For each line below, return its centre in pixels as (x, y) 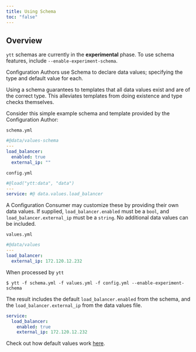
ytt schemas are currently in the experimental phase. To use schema (90, 55)
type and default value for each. (45, 78)
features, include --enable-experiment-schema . (62, 61)
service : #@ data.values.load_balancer (55, 194)
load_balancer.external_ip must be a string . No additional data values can (97, 218)
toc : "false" (22, 17)
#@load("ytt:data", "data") (40, 183)
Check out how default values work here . (56, 343)
